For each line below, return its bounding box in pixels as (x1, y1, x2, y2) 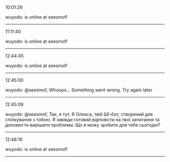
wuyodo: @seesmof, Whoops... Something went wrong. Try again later (5, 87, 153, 93)
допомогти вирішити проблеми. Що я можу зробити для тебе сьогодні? (5, 122, 160, 128)
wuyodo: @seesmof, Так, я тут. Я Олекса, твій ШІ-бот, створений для (5, 111, 153, 117)
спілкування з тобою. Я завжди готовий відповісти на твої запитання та (5, 117, 160, 123)
